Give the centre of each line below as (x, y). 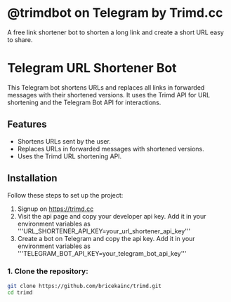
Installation (32, 178)
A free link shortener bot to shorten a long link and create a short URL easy (116, 32)
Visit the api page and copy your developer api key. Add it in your (112, 216)
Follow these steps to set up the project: (65, 195)
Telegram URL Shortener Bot (92, 68)
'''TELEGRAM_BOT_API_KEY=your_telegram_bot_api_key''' (102, 253)
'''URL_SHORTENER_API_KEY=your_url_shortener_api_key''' (104, 231)
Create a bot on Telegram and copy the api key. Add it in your (106, 238)
